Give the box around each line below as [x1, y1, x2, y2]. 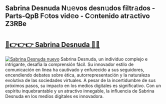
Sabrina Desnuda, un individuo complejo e [60, 56, 148, 62]
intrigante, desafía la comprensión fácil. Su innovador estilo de [5, 61, 134, 67]
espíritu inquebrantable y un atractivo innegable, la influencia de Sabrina [5, 88, 155, 94]
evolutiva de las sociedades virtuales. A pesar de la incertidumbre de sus [5, 77, 156, 83]
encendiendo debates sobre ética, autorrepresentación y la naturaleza [5, 72, 150, 78]
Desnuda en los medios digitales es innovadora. [5, 93, 104, 99]
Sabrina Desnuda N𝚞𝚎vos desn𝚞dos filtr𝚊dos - [5, 4, 155, 12]
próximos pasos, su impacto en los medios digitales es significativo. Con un [5, 82, 161, 88]
